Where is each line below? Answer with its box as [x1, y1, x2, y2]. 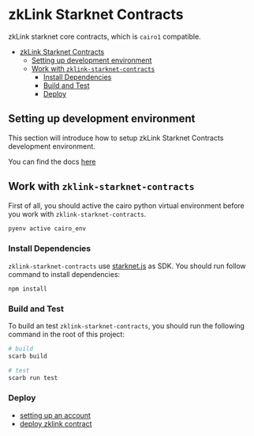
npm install [8, 285, 47, 293]
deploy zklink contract [19, 419, 92, 428]
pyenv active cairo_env [8, 224, 87, 233]
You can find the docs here [8, 157, 96, 166]
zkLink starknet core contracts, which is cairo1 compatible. [8, 32, 201, 41]
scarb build [8, 352, 47, 360]
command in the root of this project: [8, 330, 125, 339]
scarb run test [8, 373, 58, 381]
